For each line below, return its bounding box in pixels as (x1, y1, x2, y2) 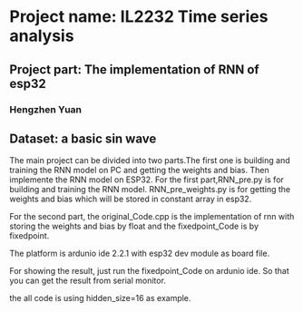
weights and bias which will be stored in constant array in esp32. (9, 193, 252, 205)
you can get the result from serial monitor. (9, 275, 166, 287)
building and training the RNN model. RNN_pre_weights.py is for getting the (9, 184, 291, 195)
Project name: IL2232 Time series (9, 6, 269, 27)
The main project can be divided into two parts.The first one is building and (9, 155, 290, 166)
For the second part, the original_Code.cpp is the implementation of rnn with (9, 211, 295, 222)
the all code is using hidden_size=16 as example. (9, 293, 191, 304)
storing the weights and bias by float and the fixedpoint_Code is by (9, 220, 259, 232)
